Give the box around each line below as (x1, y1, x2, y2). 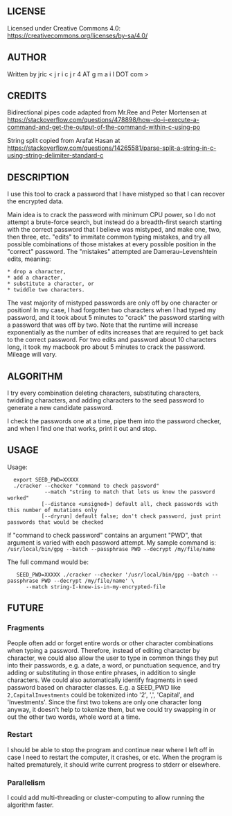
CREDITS (7, 90, 47, 102)
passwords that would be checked (7, 518, 104, 526)
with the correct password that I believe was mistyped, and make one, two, (7, 226, 222, 234)
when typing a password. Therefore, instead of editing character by (7, 646, 200, 654)
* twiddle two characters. (7, 287, 85, 294)
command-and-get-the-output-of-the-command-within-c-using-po (7, 123, 201, 131)
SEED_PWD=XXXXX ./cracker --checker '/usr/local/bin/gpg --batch (16, 571, 209, 578)
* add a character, (7, 274, 64, 282)
